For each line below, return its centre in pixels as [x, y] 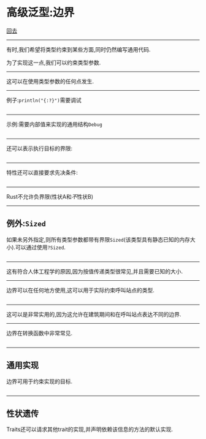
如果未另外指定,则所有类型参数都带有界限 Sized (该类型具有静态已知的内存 [98, 239]
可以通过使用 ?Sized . [40, 247]
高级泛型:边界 [40, 13]
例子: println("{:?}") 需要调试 [44, 100]
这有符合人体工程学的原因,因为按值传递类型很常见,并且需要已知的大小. [95, 271]
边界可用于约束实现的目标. [40, 381]
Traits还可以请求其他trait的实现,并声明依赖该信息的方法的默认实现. [90, 429]
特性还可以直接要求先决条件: [42, 172]
